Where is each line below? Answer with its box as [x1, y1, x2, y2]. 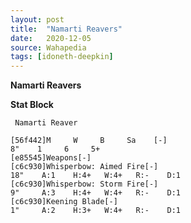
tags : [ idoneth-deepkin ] [10, 52, 114, 62]
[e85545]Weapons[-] [10, 153, 92, 163]
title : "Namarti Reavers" [10, 24, 123, 34]
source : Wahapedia [10, 42, 87, 53]
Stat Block [10, 99, 54, 111]
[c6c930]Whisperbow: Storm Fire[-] [10, 179, 159, 190]
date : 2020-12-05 [10, 33, 92, 43]
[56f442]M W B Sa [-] [10, 136, 168, 146]
